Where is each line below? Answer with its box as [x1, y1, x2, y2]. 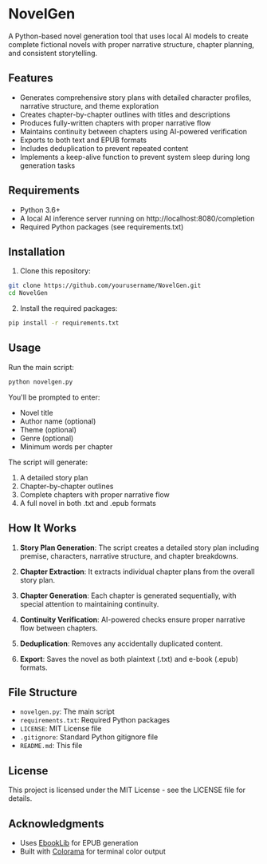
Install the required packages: [19, 304, 118, 313]
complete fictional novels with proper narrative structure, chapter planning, [8, 39, 255, 49]
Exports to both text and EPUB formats [19, 135, 147, 145]
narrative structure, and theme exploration [19, 101, 159, 110]
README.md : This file [19, 741, 83, 751]
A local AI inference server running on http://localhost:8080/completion [19, 213, 255, 223]
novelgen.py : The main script [19, 707, 115, 716]
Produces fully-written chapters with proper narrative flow [19, 117, 211, 128]
